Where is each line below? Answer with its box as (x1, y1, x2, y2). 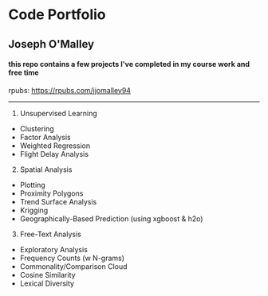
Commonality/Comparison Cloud (19, 261, 128, 271)
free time (8, 68, 39, 77)
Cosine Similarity (19, 270, 76, 279)
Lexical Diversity (19, 278, 74, 288)
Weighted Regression (19, 141, 91, 150)
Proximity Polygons (19, 189, 84, 198)
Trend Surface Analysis (19, 197, 97, 206)
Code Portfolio (8, 6, 106, 24)
